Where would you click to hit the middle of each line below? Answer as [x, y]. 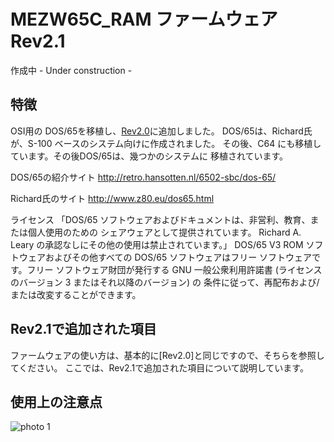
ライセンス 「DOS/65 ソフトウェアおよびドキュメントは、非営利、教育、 [160, 219]
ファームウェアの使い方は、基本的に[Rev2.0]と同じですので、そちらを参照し [167, 355]
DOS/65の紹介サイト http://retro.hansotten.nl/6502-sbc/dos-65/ [143, 177]
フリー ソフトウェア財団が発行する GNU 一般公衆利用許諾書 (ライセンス [174, 269]
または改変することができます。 [76, 294]
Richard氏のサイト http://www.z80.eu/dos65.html [112, 198]
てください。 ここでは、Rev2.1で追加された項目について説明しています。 [159, 367]
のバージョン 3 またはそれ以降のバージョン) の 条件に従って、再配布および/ [165, 282]
